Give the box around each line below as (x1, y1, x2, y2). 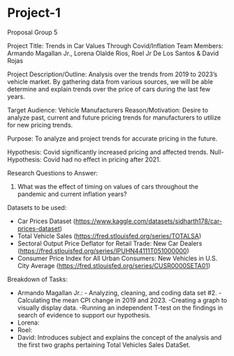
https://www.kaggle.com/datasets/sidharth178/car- (75, 217, 222, 225)
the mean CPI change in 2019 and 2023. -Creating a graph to (51, 296, 228, 304)
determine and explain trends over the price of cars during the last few (7, 85, 211, 93)
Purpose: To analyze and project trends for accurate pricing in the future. (7, 134, 218, 143)
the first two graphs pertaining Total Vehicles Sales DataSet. (17, 341, 191, 349)
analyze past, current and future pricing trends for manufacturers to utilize (7, 113, 221, 122)
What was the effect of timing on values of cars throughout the (17, 182, 199, 190)
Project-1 (7, 5, 61, 21)
